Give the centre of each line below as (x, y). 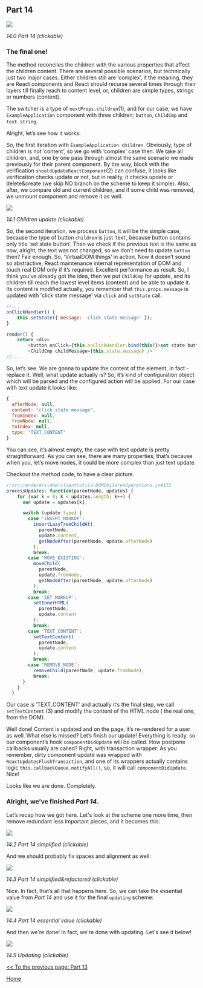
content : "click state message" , (54, 410)
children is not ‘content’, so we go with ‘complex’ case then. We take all (95, 151)
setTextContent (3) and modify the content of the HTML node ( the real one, (101, 711)
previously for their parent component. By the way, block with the (88, 164)
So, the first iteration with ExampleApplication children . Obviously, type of (99, 145)
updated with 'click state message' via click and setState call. (84, 295)
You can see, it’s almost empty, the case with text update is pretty (88, 450)
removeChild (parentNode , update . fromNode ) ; (89, 670)
